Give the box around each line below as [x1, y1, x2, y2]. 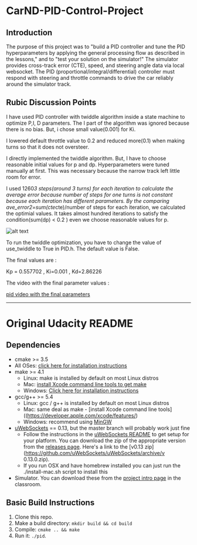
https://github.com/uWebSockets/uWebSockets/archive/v [25, 449, 165, 456]
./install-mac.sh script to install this [23, 468, 108, 475]
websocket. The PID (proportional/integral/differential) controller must [6, 68, 175, 75]
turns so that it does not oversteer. [6, 143, 90, 151]
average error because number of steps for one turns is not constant [6, 191, 173, 198]
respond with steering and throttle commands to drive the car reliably [6, 75, 174, 81]
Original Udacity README [6, 317, 134, 330]
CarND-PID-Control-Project [6, 4, 144, 18]
